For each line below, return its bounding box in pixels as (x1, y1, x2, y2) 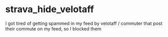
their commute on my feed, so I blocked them (5, 25, 102, 31)
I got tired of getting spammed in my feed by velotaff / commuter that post (5, 20, 163, 26)
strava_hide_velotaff (5, 4, 94, 15)
